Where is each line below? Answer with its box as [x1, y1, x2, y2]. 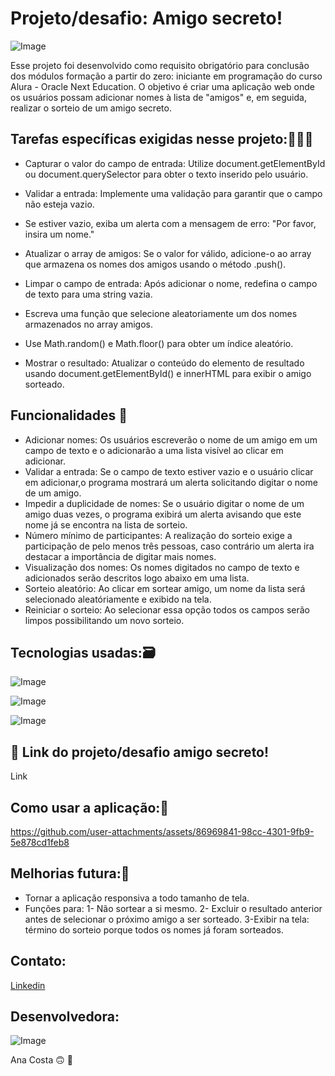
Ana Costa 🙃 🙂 [10, 1054, 73, 1066]
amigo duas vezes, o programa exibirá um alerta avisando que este [24, 508, 302, 520]
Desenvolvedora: [10, 1008, 120, 1026]
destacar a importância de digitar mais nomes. [24, 550, 217, 562]
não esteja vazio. [24, 198, 95, 210]
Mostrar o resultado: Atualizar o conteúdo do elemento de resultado [24, 357, 305, 369]
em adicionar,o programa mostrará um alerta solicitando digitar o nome [24, 476, 318, 488]
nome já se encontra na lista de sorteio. [24, 518, 188, 531]
